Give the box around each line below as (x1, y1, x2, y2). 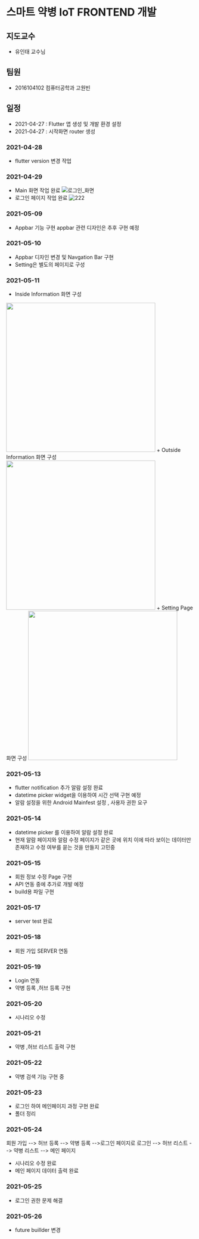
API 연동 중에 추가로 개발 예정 (14, 881, 84, 887)
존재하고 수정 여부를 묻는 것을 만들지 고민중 (14, 843, 116, 850)
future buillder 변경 (14, 1226, 61, 1233)
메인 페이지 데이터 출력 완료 (14, 1167, 79, 1175)
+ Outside (156, 446, 181, 454)
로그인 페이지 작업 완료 (14, 195, 68, 202)
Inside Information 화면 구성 (14, 291, 82, 298)
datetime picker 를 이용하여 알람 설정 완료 (14, 828, 114, 836)
